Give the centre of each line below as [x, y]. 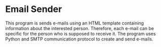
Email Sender [34, 9]
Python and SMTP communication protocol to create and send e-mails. [79, 39]
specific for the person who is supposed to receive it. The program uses [80, 33]
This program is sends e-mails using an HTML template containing [75, 23]
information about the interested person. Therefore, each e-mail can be [80, 28]
